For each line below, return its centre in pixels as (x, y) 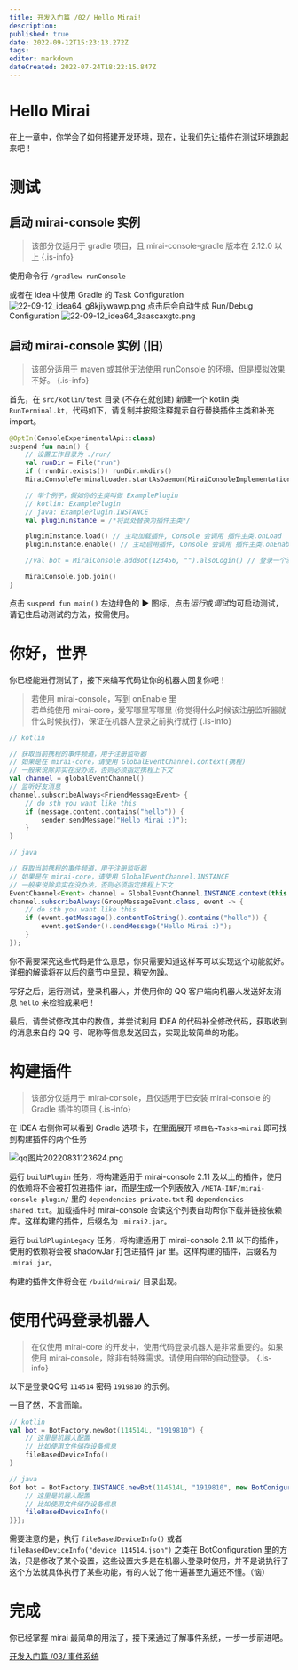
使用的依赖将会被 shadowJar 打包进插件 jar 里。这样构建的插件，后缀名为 (143, 1251)
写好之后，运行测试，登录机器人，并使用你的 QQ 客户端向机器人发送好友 (142, 991)
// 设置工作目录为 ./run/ (68, 454)
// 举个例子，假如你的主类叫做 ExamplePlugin (102, 495)
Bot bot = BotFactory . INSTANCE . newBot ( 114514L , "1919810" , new (129, 1487)
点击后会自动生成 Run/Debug (200, 305)
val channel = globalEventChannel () (77, 779)
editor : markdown (41, 59)
